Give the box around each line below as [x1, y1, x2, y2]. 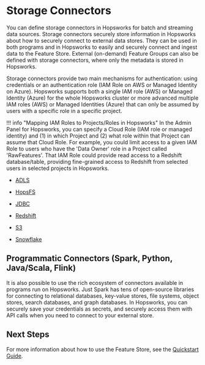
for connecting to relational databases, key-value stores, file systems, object [6, 292, 199, 300]
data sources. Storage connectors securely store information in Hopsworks [6, 30, 196, 37]
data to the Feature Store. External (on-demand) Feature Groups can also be [6, 50, 199, 57]
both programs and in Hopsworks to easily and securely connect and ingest [6, 43, 198, 51]
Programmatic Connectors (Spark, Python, [6, 253, 173, 264]
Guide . [6, 352, 23, 359]
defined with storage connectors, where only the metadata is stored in [6, 56, 184, 64]
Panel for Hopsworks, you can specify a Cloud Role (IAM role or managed [6, 125, 193, 133]
